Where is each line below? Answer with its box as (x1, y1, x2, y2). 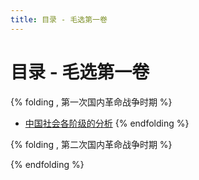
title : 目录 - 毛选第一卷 (10, 14, 108, 25)
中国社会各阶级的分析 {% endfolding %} (24, 117, 190, 129)
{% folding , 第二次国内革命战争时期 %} (10, 138, 173, 150)
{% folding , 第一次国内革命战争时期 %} (10, 96, 173, 108)
